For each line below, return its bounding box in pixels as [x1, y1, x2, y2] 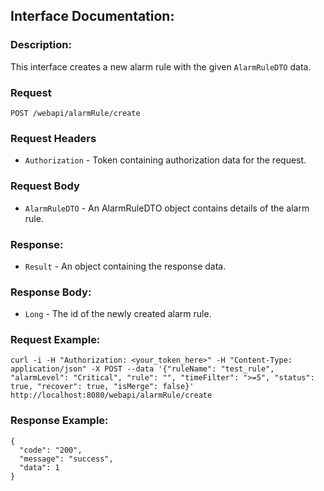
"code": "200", [19, 445, 83, 455]
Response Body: [10, 285, 92, 299]
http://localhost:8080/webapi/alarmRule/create [10, 390, 213, 401]
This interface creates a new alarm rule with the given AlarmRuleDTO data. [10, 60, 312, 73]
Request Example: [10, 333, 101, 347]
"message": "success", [19, 454, 114, 464]
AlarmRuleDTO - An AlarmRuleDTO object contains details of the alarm [24, 202, 310, 214]
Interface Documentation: [10, 8, 175, 25]
